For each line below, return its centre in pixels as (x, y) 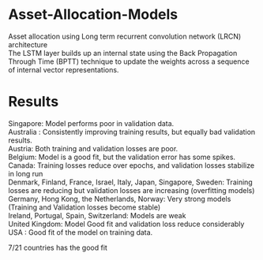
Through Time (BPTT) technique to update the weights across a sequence (129, 61)
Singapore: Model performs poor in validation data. (91, 123)
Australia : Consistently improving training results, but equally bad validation (132, 132)
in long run (26, 173)
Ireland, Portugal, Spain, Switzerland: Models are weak (97, 215)
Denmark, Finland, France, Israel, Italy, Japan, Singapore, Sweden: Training (130, 182)
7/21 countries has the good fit (58, 247)
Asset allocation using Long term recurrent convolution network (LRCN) (125, 36)
